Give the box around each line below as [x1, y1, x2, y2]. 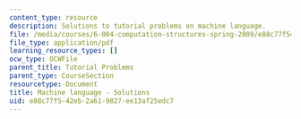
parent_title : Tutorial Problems [9, 64, 134, 72]
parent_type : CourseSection [9, 72, 115, 81]
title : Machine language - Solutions [9, 88, 150, 97]
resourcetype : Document [9, 80, 99, 89]
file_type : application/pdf [9, 38, 115, 47]
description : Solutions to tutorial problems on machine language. [9, 21, 267, 30]
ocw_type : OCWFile [9, 55, 78, 64]
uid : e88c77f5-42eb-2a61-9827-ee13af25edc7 [9, 96, 175, 106]
